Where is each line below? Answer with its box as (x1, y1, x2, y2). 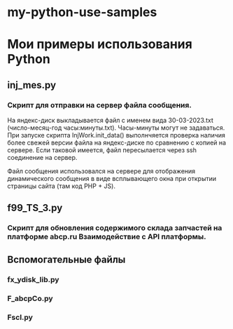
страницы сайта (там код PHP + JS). (7, 182, 115, 190)
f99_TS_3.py (7, 202, 63, 214)
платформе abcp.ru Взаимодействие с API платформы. (7, 232, 206, 242)
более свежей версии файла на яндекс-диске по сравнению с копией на (7, 138, 226, 147)
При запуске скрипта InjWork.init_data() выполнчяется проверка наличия (7, 131, 226, 140)
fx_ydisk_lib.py (7, 274, 59, 284)
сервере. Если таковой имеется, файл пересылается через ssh (7, 146, 197, 154)
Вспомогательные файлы (7, 253, 126, 265)
